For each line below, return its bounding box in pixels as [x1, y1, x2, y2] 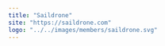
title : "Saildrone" [8, 11, 73, 19]
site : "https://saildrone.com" [8, 19, 112, 27]
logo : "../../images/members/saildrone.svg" [8, 26, 158, 34]
